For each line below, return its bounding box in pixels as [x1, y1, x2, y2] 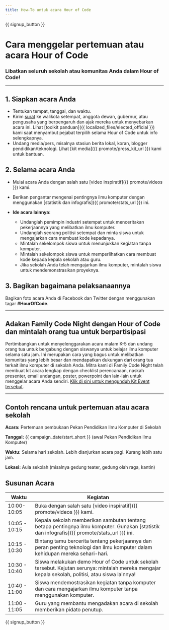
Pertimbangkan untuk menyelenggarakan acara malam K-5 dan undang [5, 341, 153, 347]
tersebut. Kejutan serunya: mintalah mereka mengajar [35, 565, 161, 572]
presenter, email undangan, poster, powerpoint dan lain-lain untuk [5, 373, 142, 379]
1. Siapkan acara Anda [5, 95, 76, 103]
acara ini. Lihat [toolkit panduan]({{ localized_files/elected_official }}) [12, 124, 155, 130]
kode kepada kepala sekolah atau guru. [20, 256, 102, 262]
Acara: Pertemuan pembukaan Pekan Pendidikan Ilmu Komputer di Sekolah [5, 424, 161, 431]
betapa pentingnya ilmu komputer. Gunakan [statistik [35, 523, 160, 530]
